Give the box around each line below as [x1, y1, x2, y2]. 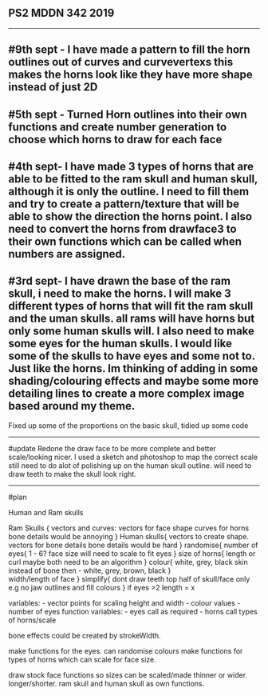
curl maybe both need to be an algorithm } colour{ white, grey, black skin [8, 557, 249, 566]
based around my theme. [8, 399, 136, 413]
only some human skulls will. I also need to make [8, 324, 255, 338]
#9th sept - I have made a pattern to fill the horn [8, 43, 250, 57]
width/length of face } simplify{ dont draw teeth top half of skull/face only [8, 574, 250, 583]
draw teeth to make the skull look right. [8, 469, 137, 478]
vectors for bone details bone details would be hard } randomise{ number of [8, 540, 258, 550]
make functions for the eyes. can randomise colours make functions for [8, 646, 243, 655]
